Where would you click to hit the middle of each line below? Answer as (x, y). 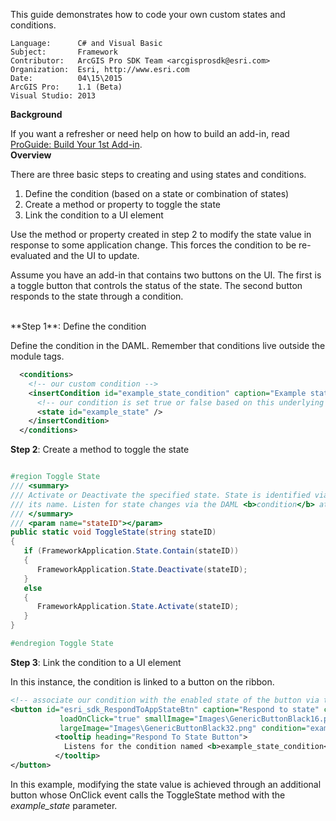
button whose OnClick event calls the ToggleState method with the (148, 795)
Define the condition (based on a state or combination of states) (157, 193)
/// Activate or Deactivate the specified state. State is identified (160, 495)
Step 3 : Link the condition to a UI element (96, 662)
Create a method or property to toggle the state (122, 204)
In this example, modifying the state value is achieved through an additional (166, 784)
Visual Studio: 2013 (53, 96)
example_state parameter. (64, 805)
